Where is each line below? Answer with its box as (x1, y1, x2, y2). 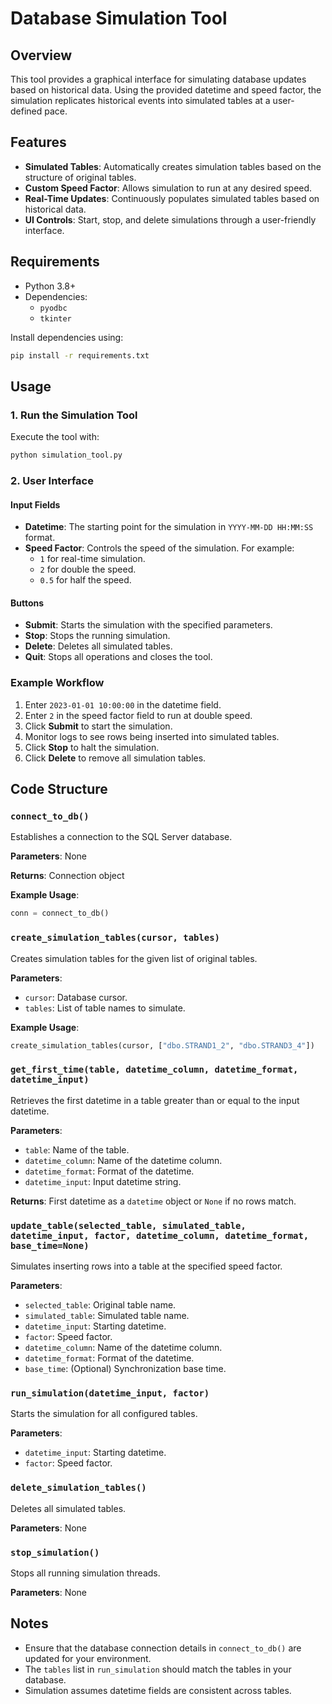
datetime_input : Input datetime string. (24, 1175, 182, 1187)
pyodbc (39, 303, 68, 313)
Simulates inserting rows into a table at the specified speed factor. (10, 1260, 283, 1272)
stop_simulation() (10, 1547, 100, 1558)
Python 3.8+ (24, 280, 77, 292)
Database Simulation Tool (10, 7, 228, 30)
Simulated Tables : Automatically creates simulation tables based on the (24, 160, 322, 172)
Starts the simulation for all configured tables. (10, 1408, 198, 1420)
